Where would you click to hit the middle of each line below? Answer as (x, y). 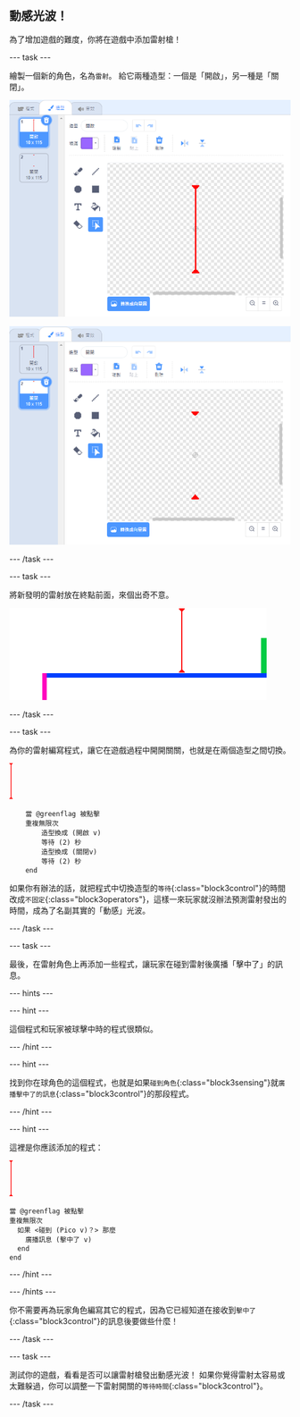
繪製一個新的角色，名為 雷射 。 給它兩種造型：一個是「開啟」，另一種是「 (140, 75)
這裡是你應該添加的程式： (56, 1147)
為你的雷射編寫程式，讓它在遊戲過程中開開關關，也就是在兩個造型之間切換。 (150, 750)
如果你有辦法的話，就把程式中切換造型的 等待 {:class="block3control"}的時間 (147, 888)
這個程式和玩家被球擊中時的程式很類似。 (83, 1029)
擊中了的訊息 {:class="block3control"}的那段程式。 (105, 1093)
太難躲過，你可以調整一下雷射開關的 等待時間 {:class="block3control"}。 (138, 1386)
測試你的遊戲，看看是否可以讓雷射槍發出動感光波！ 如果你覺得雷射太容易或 (147, 1374)
